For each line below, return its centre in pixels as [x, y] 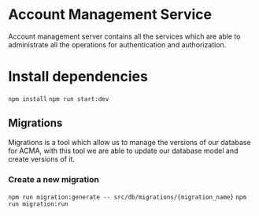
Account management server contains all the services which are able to [124, 36]
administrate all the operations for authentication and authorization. [117, 44]
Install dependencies [78, 77]
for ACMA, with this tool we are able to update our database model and [123, 151]
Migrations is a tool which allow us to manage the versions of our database [129, 142]
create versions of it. [42, 158]
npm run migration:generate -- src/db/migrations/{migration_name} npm [127, 197]
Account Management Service [110, 15]
